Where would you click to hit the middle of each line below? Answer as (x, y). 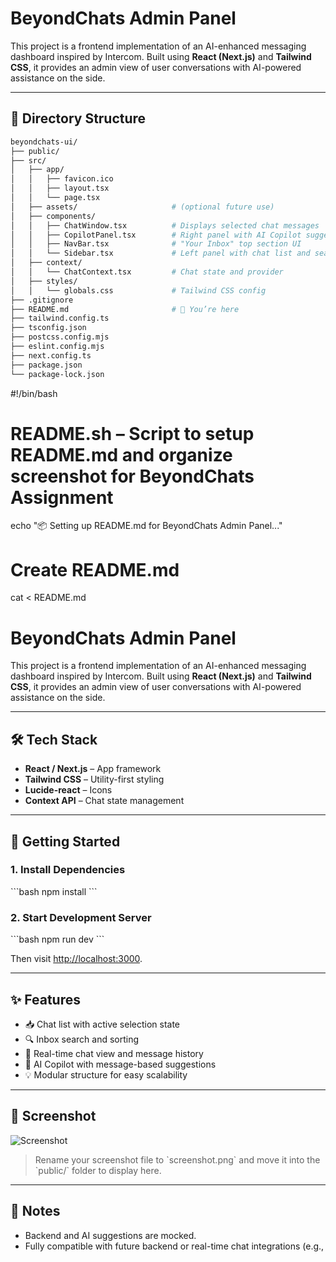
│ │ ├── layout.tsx (60, 188)
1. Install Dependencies (68, 870)
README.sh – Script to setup (132, 433)
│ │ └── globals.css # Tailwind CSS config (138, 290)
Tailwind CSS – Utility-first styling (94, 779)
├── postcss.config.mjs (60, 337)
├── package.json (46, 365)
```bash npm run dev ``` (57, 939)
